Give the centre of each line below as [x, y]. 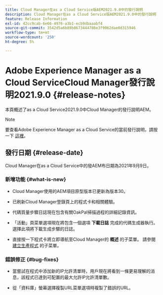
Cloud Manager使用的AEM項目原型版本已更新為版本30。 [70, 191]
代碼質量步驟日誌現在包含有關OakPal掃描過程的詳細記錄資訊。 [76, 212]
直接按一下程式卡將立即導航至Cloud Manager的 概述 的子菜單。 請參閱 [84, 239]
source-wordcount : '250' [31, 37]
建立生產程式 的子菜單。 [37, 245]
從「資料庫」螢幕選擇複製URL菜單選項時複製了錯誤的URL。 [73, 288]
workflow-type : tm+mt [27, 33]
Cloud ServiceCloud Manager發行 [76, 82]
